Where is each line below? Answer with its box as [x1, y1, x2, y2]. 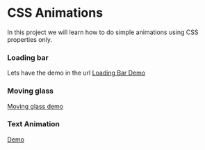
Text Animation [7, 119, 60, 129]
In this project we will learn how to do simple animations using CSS [7, 28, 199, 36]
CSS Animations [7, 5, 103, 21]
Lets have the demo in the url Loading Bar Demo [7, 68, 146, 77]
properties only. [7, 35, 53, 43]
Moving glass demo [7, 102, 64, 110]
